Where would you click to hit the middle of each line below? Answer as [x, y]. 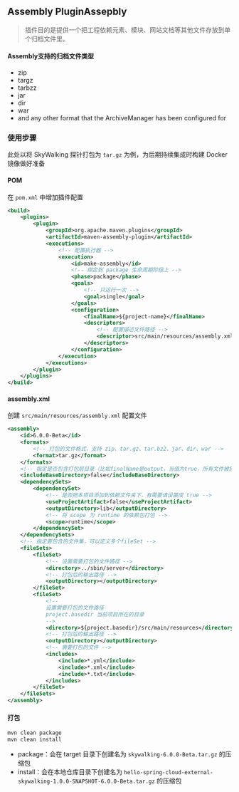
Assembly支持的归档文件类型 [51, 56]
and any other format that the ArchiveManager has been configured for [122, 118]
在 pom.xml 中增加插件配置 [45, 197]
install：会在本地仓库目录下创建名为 [70, 772]
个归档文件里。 [47, 38]
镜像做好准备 [26, 164]
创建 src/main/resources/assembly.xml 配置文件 [77, 415]
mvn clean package [34, 733]
